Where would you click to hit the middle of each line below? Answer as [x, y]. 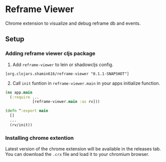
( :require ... [24, 97]
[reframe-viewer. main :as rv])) [66, 102]
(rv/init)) [21, 125]
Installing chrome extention [39, 138]
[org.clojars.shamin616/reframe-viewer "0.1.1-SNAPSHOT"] [67, 74]
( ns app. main [19, 92]
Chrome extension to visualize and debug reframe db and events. [73, 23]
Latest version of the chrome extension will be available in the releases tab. [83, 149]
